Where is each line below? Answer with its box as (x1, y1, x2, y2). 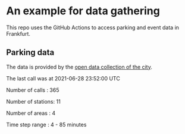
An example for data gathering (6, 4, 161, 18)
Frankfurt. (6, 30, 31, 37)
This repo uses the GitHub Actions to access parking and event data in (6, 24, 180, 31)
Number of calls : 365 (6, 86, 59, 94)
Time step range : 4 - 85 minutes (6, 121, 87, 128)
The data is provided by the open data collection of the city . (6, 63, 153, 70)
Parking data (6, 48, 55, 58)
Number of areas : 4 (6, 109, 55, 117)
